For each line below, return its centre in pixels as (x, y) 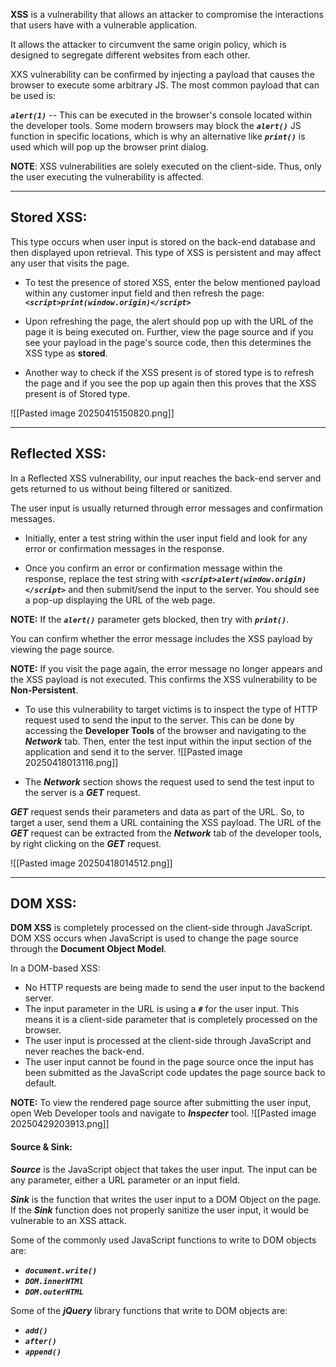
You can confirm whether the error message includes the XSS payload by (161, 638)
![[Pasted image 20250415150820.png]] (92, 413)
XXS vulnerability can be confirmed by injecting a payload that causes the (162, 74)
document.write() (61, 1270)
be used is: (33, 95)
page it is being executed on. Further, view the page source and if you (169, 331)
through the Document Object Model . (88, 949)
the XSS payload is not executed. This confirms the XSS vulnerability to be (164, 679)
